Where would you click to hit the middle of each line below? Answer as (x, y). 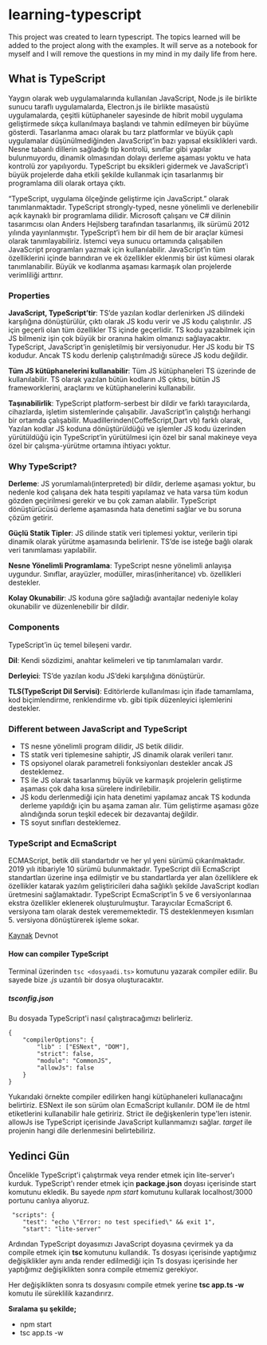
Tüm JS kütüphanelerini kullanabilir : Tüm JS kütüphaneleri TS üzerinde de (132, 371)
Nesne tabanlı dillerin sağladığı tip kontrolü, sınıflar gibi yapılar (110, 149)
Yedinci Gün (39, 1156)
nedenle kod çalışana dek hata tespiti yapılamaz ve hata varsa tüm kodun (128, 492)
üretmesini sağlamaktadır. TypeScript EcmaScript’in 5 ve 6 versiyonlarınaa (130, 895)
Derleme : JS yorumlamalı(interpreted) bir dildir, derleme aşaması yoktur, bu (132, 484)
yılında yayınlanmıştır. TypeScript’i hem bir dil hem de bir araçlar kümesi (126, 232)
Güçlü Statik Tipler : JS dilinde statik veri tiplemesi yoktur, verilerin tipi (123, 534)
